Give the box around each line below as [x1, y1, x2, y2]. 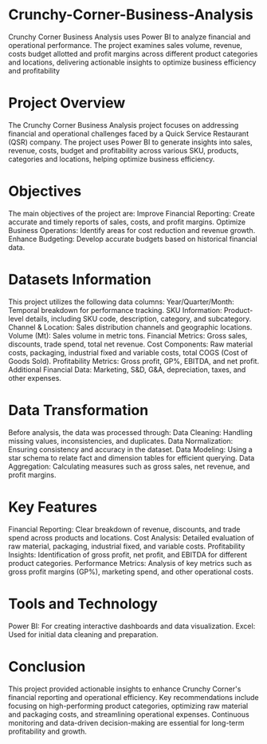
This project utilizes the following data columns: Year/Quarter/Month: [8, 297, 235, 307]
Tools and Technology [8, 595, 158, 612]
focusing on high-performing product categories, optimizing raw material [8, 701, 249, 710]
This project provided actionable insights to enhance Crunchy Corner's [8, 684, 241, 694]
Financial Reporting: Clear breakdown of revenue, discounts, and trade [8, 524, 241, 534]
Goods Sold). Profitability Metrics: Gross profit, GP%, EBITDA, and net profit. [8, 356, 260, 366]
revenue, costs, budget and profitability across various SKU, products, [8, 145, 239, 155]
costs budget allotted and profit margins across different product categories [8, 49, 258, 58]
